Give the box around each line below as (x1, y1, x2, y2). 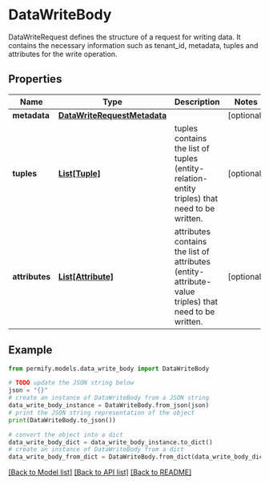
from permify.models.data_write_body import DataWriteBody (8, 365, 210, 373)
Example (8, 343, 53, 357)
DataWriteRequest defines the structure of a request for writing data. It (8, 32, 242, 42)
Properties (8, 72, 62, 86)
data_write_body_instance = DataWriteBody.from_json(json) (8, 401, 210, 409)
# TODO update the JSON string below (8, 379, 134, 387)
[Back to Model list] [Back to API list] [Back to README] (8, 467, 192, 478)
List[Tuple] (58, 167, 102, 179)
